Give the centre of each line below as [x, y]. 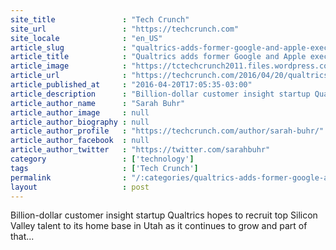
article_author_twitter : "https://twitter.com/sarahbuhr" [140, 150]
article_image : [69, 66]
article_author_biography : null [80, 122]
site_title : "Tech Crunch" [100, 19]
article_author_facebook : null [80, 141]
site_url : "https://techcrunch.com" [125, 29]
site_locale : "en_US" [86, 38]
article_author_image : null [80, 112]
